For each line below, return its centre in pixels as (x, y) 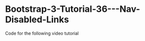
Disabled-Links (37, 20)
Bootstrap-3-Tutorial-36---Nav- (73, 9)
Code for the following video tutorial (42, 33)
